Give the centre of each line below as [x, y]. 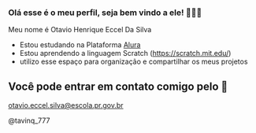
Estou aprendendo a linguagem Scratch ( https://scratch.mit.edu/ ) [125, 54]
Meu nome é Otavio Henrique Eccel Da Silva [80, 30]
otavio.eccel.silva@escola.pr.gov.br [66, 105]
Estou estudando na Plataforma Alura [80, 45]
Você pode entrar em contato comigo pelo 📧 [118, 86]
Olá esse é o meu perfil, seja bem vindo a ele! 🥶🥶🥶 [105, 13]
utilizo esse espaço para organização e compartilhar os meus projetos [134, 61]
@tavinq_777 [29, 120]
